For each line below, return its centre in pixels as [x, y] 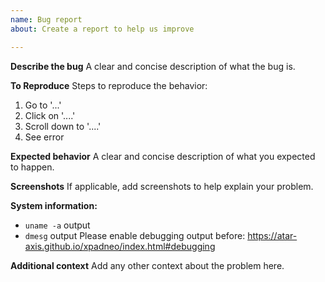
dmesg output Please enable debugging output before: [135, 235]
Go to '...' [43, 105]
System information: [54, 205]
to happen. [32, 167]
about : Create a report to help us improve [102, 29]
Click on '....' [50, 115]
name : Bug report [46, 19]
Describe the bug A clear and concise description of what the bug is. [153, 66]
